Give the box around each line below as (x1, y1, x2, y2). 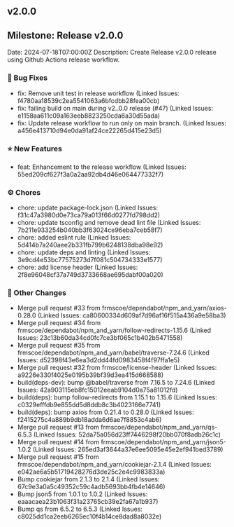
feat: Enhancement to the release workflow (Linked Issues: (17, 163, 187, 171)
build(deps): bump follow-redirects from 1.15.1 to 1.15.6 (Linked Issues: (17, 393, 218, 402)
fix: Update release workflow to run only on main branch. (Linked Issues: (17, 118, 227, 127)
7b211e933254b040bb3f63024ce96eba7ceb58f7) (17, 226, 163, 234)
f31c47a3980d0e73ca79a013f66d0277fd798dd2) (17, 211, 161, 219)
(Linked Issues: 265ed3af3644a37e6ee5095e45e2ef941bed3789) (32, 445, 224, 454)
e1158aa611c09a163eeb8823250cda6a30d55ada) (17, 111, 161, 120)
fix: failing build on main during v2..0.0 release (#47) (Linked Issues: (17, 104, 214, 112)
